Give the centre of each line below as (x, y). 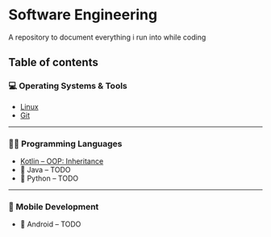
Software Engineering (83, 15)
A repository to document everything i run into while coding (107, 37)
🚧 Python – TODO (49, 178)
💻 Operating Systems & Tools (68, 86)
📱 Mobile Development (54, 206)
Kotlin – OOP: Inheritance (62, 161)
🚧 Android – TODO (50, 224)
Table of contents (53, 62)
